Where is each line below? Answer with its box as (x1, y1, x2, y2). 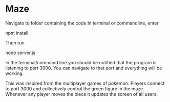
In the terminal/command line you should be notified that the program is (5, 59, 157, 65)
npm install (5, 30, 29, 36)
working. (5, 70, 24, 76)
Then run (5, 39, 25, 46)
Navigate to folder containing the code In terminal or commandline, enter (5, 20, 159, 26)
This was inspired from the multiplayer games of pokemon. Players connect (5, 80, 165, 86)
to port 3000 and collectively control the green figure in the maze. (5, 85, 144, 92)
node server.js (5, 49, 36, 56)
